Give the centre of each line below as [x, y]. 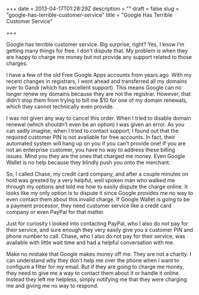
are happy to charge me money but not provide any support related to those [99, 57]
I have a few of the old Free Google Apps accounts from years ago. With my [99, 75]
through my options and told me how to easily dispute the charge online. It [97, 187]
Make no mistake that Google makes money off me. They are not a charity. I [99, 254]
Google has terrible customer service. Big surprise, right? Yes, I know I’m [95, 44]
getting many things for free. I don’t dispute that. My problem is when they [97, 51]
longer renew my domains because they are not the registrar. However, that [99, 94]
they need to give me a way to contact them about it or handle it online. [93, 273]
